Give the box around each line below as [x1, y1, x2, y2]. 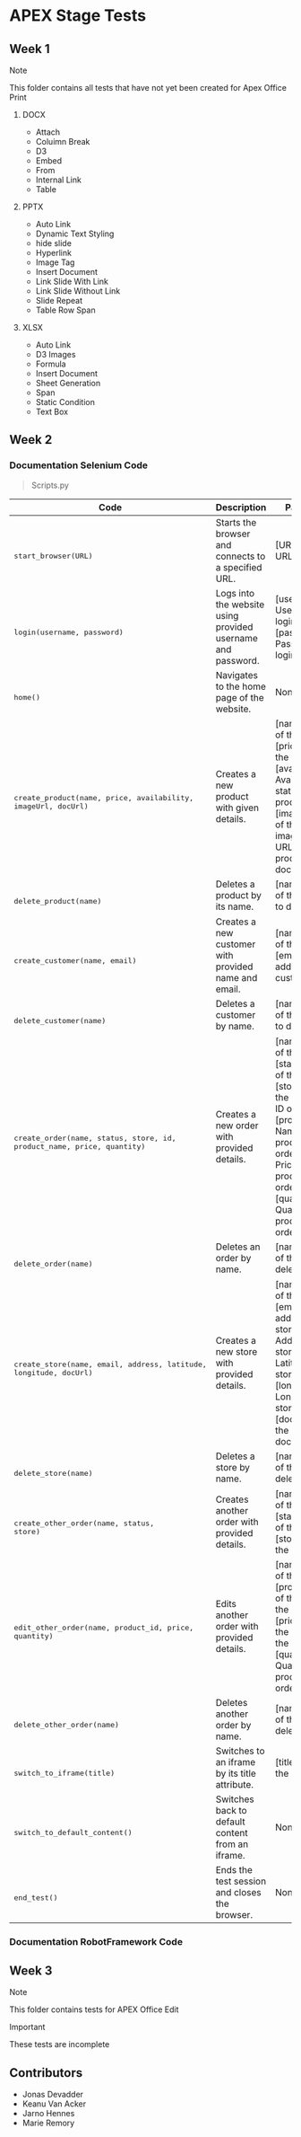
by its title [215, 1767, 257, 1779]
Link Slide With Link [35, 276, 109, 287]
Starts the [215, 516, 257, 528]
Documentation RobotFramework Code [9, 1935, 184, 1947]
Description [215, 500, 267, 513]
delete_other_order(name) [13, 1720, 119, 1730]
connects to [215, 550, 266, 562]
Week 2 [9, 432, 53, 447]
